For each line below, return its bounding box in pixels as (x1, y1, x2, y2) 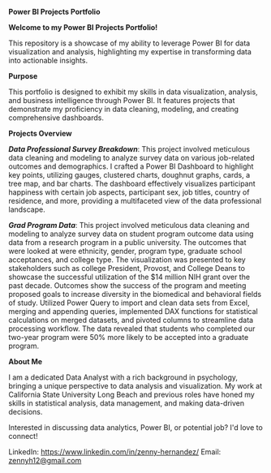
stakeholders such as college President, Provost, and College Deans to (8, 264, 246, 273)
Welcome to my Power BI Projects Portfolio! (8, 23, 158, 32)
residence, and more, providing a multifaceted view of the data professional (8, 196, 262, 205)
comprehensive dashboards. (8, 113, 104, 123)
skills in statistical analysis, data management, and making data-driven (8, 398, 245, 408)
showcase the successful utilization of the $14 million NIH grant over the (8, 272, 250, 282)
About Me (8, 357, 43, 366)
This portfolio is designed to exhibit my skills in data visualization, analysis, (8, 87, 258, 97)
